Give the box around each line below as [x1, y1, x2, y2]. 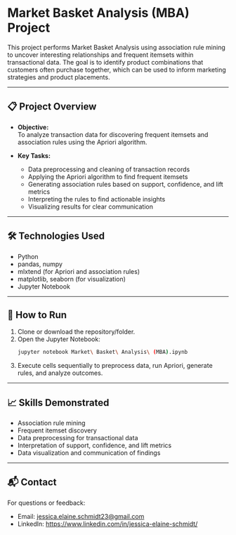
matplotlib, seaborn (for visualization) [17, 275, 126, 283]
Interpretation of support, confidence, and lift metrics [17, 441, 172, 450]
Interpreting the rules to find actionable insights [27, 194, 166, 203]
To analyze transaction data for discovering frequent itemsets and [17, 130, 209, 138]
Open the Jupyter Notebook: [17, 335, 100, 343]
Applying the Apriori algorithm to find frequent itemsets [27, 172, 188, 180]
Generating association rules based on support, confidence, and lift [27, 180, 223, 188]
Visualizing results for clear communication [27, 202, 153, 211]
